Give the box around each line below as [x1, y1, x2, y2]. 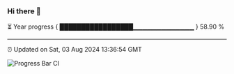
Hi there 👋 [7, 6, 42, 16]
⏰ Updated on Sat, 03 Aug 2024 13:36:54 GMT [7, 45, 143, 54]
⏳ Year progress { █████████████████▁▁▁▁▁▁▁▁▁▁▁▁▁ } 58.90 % [7, 22, 225, 31]
